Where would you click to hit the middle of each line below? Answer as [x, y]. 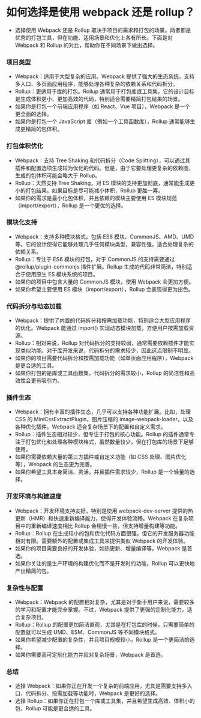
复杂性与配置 [25, 588]
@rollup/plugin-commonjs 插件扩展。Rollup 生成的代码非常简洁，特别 [101, 266]
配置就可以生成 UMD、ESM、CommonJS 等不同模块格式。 [87, 632]
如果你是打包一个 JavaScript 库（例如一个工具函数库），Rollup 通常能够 [102, 121]
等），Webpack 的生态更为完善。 [55, 464]
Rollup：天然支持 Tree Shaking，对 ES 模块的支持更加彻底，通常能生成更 [105, 183]
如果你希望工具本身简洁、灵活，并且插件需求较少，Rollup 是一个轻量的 [102, 472]
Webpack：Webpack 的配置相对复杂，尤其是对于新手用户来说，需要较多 [105, 602]
